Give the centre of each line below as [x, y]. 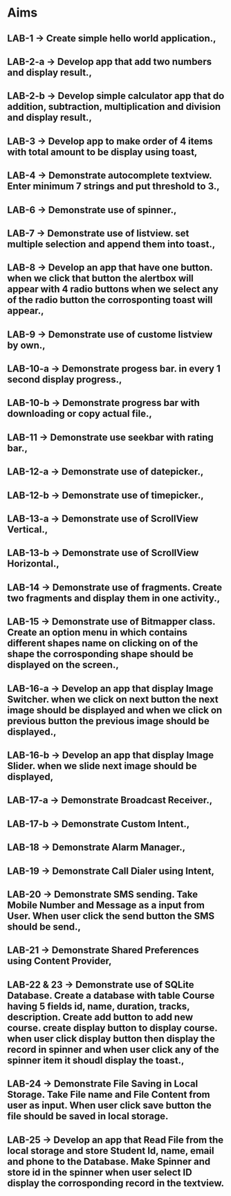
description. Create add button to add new [100, 1017]
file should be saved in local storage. [88, 1116]
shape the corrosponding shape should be [100, 654]
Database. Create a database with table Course [111, 995]
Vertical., [28, 530]
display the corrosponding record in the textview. [116, 1183]
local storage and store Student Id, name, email [111, 1151]
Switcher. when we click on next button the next [113, 699]
